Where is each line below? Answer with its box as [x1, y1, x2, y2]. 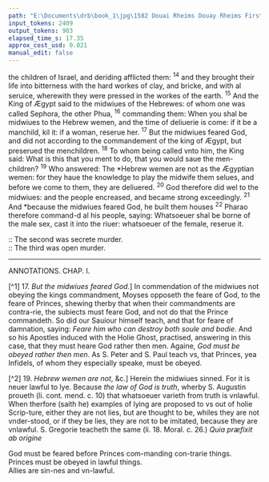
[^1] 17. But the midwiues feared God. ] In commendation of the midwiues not [8, 281, 259, 291]
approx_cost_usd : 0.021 [8, 42, 88, 50]
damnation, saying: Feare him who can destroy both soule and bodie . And [8, 323, 252, 333]
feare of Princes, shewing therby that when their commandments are [8, 298, 236, 308]
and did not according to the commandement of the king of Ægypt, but [8, 135, 242, 145]
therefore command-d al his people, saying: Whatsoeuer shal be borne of [8, 210, 251, 220]
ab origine [8, 433, 42, 443]
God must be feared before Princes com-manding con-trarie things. [8, 448, 232, 458]
